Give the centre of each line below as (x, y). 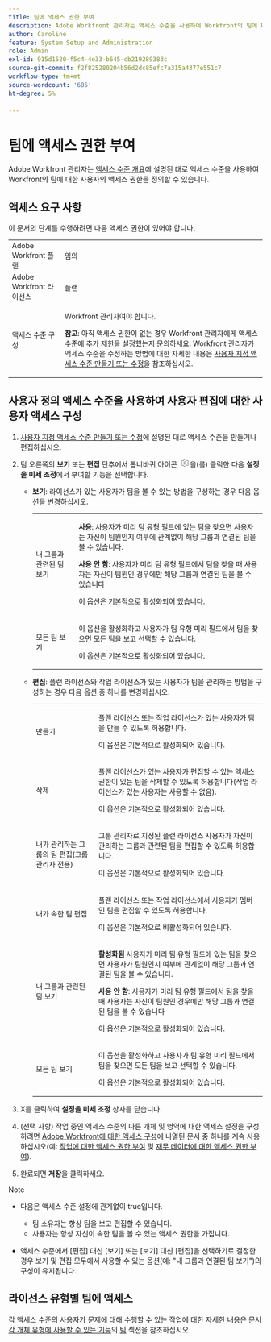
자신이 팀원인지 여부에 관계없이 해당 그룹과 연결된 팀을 (171, 537)
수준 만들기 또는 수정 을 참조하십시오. (136, 364)
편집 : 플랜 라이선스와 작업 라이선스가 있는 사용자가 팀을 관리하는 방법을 (143, 682)
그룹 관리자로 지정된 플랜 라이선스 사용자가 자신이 (175, 836)
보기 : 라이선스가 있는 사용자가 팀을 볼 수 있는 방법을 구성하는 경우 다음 (142, 491)
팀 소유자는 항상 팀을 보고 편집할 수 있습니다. (102, 1223)
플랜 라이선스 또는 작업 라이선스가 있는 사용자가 (172, 717)
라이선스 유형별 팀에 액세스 (71, 1299)
